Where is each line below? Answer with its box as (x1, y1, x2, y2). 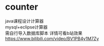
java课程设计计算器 (5, 18, 44, 24)
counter (5, 1, 38, 13)
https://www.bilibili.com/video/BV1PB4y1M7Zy (5, 35, 100, 41)
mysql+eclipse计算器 (5, 24, 48, 30)
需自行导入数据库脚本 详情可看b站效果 (5, 30, 83, 36)
